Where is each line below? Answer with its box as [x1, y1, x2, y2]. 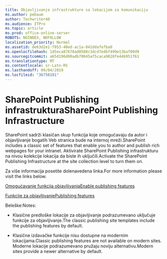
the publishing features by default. [12, 222, 83, 228]
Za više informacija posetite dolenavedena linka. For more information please [5, 168, 162, 174]
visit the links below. [5, 173, 47, 179]
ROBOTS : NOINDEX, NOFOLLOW [5, 35, 61, 40]
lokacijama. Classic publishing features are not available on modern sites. [12, 237, 162, 243]
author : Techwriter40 [5, 16, 50, 21]
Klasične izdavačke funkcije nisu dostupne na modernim [12, 232, 129, 238]
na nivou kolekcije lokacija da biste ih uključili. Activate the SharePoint [5, 153, 148, 159]
